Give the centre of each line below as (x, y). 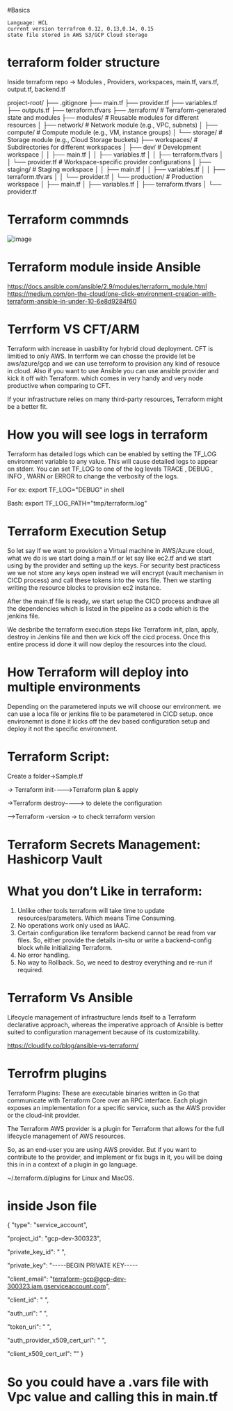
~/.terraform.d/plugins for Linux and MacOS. (71, 1178)
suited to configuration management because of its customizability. (104, 1032)
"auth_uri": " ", (28, 1313)
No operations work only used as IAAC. (74, 925)
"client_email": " (30, 1279)
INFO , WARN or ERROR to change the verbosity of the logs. (93, 476)
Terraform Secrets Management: (104, 844)
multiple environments (74, 687)
